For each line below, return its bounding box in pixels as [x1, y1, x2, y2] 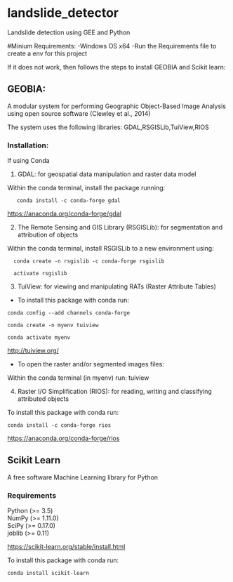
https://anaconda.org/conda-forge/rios [7, 434, 120, 443]
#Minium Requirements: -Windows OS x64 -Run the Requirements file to [7, 41, 217, 50]
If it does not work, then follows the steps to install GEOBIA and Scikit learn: [7, 62, 226, 71]
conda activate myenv [7, 334, 71, 341]
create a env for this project [7, 49, 88, 58]
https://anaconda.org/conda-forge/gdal [7, 209, 121, 218]
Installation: [7, 140, 49, 150]
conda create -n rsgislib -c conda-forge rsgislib [13, 258, 165, 265]
